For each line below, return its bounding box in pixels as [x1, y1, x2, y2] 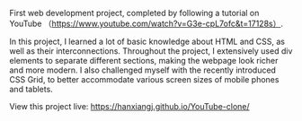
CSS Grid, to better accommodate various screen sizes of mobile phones [9, 74, 280, 84]
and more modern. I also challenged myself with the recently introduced [9, 65, 277, 75]
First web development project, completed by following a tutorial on [9, 8, 260, 18]
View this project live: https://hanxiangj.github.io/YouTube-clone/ [9, 101, 250, 111]
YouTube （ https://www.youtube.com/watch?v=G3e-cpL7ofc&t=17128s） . [9, 18, 283, 29]
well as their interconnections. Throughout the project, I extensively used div [9, 46, 293, 56]
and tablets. [9, 84, 54, 94]
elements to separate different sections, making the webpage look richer [9, 56, 279, 65]
